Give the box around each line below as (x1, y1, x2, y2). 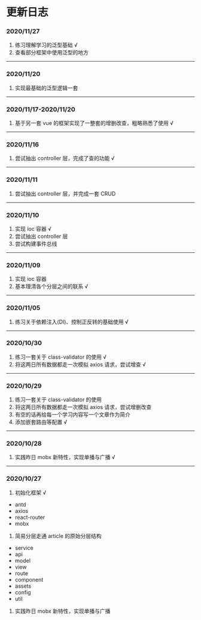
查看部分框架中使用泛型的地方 (14, 49, 89, 56)
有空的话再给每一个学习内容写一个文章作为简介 (14, 411, 130, 419)
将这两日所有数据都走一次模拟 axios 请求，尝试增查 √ (14, 361, 147, 368)
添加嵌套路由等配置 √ (14, 419, 68, 426)
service (14, 544, 34, 551)
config (14, 588, 31, 595)
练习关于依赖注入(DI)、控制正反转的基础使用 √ (14, 318, 129, 325)
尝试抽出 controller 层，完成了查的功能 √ (14, 155, 115, 162)
